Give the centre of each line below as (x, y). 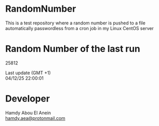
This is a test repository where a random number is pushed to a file (75, 23)
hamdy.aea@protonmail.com (35, 118)
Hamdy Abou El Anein (28, 113)
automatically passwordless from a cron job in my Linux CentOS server (80, 28)
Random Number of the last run (73, 49)
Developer (27, 99)
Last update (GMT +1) (28, 73)
